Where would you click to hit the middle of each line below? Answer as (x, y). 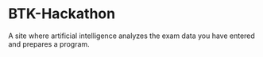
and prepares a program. (49, 44)
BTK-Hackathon (62, 14)
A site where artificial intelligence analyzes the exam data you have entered (132, 36)
